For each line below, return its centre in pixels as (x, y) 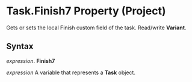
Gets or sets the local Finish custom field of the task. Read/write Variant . (96, 28)
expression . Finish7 (31, 60)
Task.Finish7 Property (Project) (86, 11)
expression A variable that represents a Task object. (71, 72)
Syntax (20, 46)
